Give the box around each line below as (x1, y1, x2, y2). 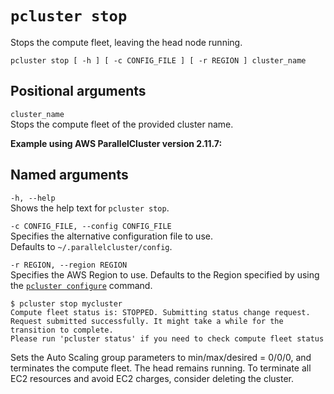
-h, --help (10, 193, 56, 203)
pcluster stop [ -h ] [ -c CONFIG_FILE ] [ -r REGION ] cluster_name (10, 55, 307, 66)
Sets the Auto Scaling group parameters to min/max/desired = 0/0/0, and (10, 351, 312, 363)
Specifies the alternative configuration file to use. (10, 230, 213, 242)
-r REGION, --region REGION (10, 260, 128, 270)
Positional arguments (10, 83, 147, 100)
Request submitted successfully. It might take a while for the (10, 316, 284, 326)
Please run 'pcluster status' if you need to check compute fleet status (10, 333, 325, 344)
